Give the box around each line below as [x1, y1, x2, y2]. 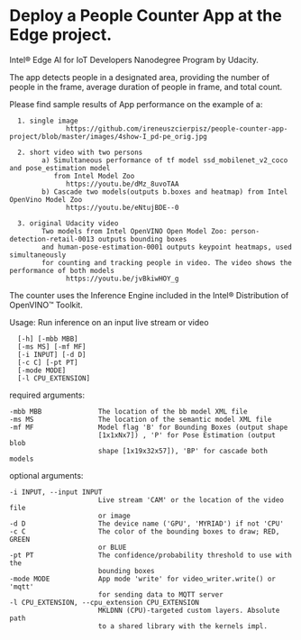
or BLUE [97, 543, 127, 552]
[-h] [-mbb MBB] [17, 334, 78, 343]
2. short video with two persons [17, 148, 143, 157]
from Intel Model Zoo [53, 171, 135, 180]
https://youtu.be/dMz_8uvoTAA [66, 179, 179, 188]
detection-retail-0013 [9, 234, 95, 243]
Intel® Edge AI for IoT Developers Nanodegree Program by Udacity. [9, 54, 260, 65]
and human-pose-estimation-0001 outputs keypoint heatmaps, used [41, 242, 293, 251]
